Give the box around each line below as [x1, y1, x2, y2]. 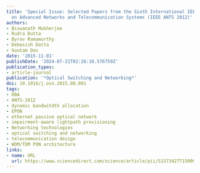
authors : [6, 20, 28, 26]
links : [6, 147, 23, 153]
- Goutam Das [6, 48, 39, 54]
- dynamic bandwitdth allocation [6, 102, 89, 109]
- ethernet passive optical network [6, 114, 97, 119]
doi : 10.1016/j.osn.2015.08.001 [6, 81, 86, 87]
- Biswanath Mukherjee [6, 25, 62, 32]
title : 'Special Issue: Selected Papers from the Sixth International [6, 8, 185, 15]
